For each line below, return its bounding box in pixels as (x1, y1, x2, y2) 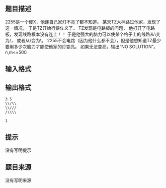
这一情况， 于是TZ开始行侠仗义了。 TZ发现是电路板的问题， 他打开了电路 (5, 25, 155, 31)
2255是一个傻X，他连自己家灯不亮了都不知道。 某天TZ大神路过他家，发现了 (5, 19, 161, 25)
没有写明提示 (5, 147, 31, 153)
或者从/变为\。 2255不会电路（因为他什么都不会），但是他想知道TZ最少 (16, 37, 162, 43)
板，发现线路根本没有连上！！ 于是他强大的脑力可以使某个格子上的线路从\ (5, 31, 156, 37)
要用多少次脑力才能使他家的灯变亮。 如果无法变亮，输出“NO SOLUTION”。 (5, 44, 158, 50)
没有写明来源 (5, 177, 31, 183)
